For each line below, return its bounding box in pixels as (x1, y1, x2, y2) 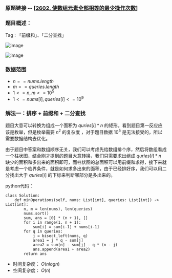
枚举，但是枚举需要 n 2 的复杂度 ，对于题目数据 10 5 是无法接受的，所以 (14, 128, 163, 135)
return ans (24, 251, 47, 256)
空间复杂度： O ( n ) (12, 267, 51, 273)
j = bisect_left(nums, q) (32, 233, 88, 239)
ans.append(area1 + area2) (32, 247, 91, 252)
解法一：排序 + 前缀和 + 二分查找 (5, 110, 86, 117)
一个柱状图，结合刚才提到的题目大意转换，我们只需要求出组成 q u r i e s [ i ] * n (5, 153, 162, 159)
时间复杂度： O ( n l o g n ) (12, 261, 60, 267)
